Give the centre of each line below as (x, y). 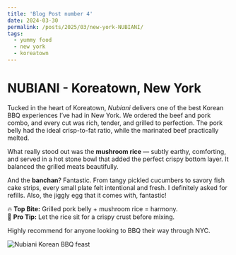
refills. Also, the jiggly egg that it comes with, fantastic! (87, 195)
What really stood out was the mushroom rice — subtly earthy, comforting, (117, 151)
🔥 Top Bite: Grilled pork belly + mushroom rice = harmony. (93, 208)
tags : (15, 34)
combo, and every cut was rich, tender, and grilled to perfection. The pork (115, 123)
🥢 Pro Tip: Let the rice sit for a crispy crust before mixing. (91, 217)
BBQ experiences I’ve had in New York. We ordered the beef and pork (109, 115)
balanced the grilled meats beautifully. (63, 166)
